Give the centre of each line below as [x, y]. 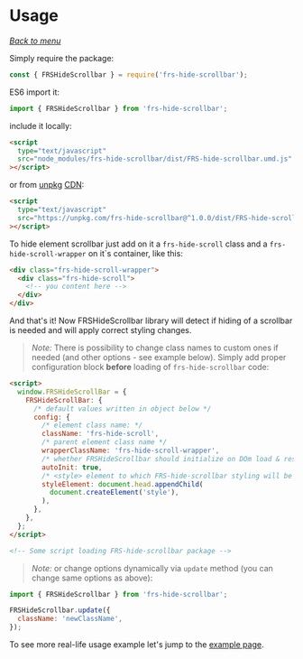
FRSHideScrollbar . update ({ [60, 610]
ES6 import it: [35, 92]
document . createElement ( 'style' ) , [114, 493]
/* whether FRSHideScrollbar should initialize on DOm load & [161, 459]
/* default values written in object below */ [122, 408]
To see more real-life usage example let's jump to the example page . [137, 645]
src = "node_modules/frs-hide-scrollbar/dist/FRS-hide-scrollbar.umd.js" [155, 159]
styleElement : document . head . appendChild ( [123, 484]
